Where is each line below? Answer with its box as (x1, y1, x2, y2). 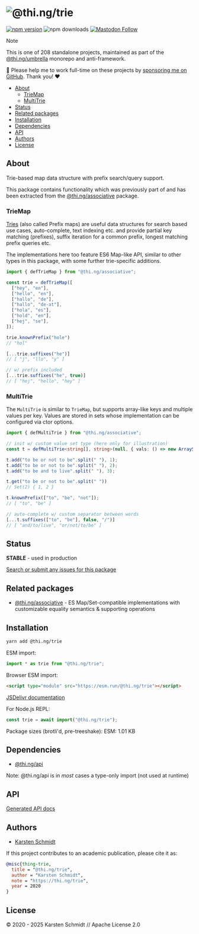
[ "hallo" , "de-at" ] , (11, 302, 62, 308)
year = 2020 (11, 883, 41, 889)
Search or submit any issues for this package (6, 566, 117, 573)
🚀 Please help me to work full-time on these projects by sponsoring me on (6, 66, 187, 74)
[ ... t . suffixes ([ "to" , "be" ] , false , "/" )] (6, 516, 115, 523)
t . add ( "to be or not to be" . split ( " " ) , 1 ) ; (6, 457, 118, 463)
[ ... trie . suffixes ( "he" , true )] (6, 372, 86, 379)
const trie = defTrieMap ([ (6, 280, 73, 286)
